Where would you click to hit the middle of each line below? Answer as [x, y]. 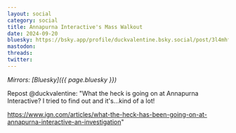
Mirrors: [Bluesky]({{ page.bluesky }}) [62, 80]
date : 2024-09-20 [33, 33]
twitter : [20, 60]
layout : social [29, 14]
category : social [33, 20]
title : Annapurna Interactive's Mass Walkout [75, 27]
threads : [20, 53]
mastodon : [22, 46]
